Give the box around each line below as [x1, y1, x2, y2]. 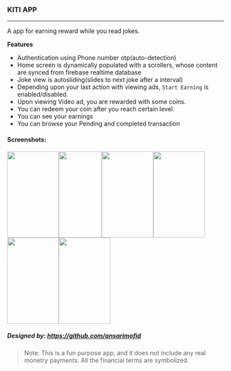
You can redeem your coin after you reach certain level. [16, 105, 175, 113]
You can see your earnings [16, 112, 93, 121]
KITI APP [7, 5, 38, 14]
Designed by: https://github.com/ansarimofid [7, 332, 142, 340]
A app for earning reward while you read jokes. [7, 27, 140, 35]
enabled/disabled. [16, 90, 69, 99]
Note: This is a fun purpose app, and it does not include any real [23, 349, 206, 357]
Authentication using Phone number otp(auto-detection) [16, 54, 177, 62]
